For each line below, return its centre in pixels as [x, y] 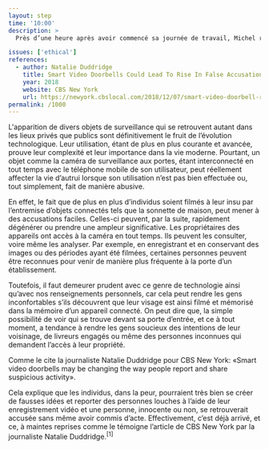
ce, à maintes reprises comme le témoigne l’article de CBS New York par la [132, 427]
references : [28, 60]
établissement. [33, 270]
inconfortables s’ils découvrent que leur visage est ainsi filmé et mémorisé [131, 302]
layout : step [30, 16]
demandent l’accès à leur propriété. [67, 345]
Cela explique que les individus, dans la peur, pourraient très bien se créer [131, 393]
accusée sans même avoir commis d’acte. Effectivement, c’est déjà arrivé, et [134, 418]
